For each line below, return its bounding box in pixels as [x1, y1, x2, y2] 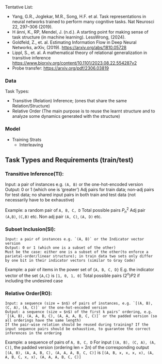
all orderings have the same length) [5, 318, 81, 323]
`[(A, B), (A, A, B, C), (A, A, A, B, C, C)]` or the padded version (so [5, 313, 158, 318]
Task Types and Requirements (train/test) [5, 156, 133, 164]
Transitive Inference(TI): [5, 170, 64, 177]
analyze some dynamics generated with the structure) [12, 113, 120, 119]
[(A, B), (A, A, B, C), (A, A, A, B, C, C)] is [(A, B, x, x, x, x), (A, [5, 349, 154, 355]
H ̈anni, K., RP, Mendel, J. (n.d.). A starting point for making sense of [12, 29, 149, 35]
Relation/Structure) [12, 103, 50, 109]
